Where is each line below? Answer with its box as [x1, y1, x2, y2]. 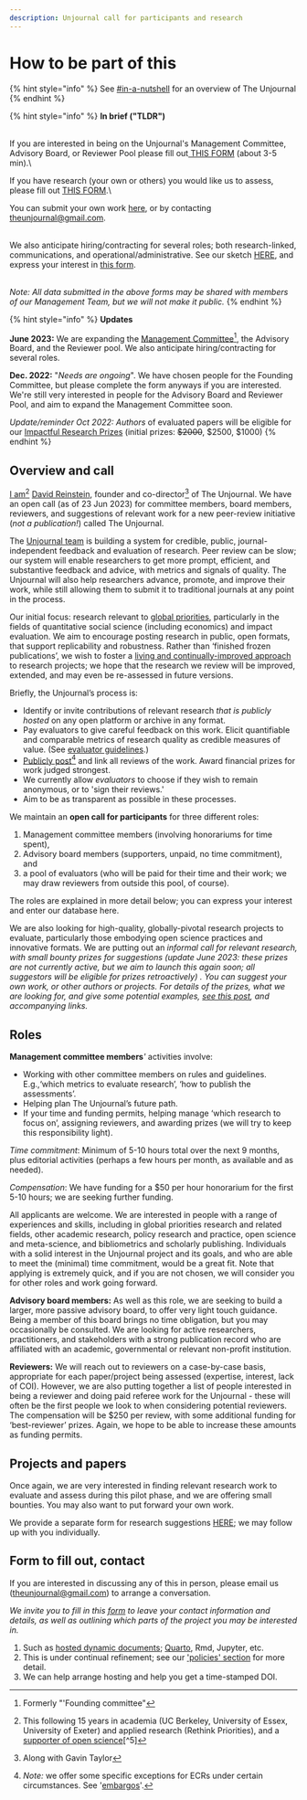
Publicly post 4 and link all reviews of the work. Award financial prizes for [22, 753, 295, 766]
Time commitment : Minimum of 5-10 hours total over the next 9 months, [9, 1145, 281, 1156]
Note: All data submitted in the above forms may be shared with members [9, 286, 289, 297]
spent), [22, 839, 50, 850]
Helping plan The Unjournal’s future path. [22, 1098, 178, 1109]
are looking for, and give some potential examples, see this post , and [9, 990, 270, 1001]
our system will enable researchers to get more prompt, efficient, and [9, 555, 270, 566]
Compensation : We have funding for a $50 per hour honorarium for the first [9, 1182, 294, 1193]
